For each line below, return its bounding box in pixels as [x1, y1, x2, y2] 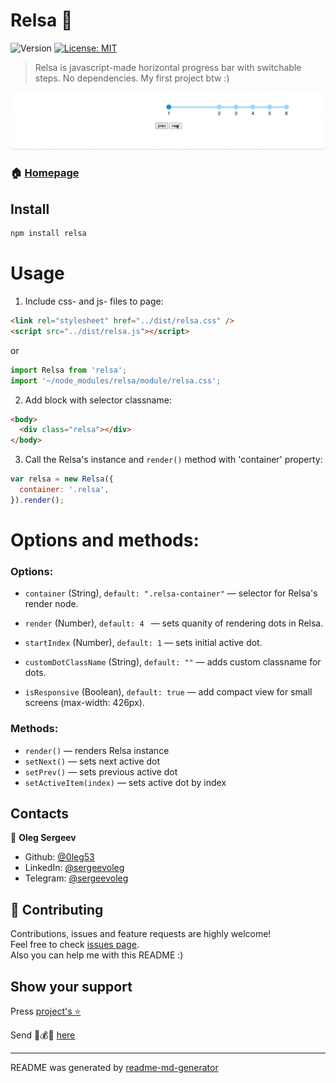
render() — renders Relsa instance [24, 744, 170, 756]
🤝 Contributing [10, 901, 104, 918]
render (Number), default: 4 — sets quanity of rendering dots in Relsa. [24, 617, 324, 629]
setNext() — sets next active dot [24, 755, 161, 767]
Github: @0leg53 [24, 851, 95, 863]
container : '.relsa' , [19, 485, 110, 495]
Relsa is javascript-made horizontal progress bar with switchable [34, 61, 302, 73]
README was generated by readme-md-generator [10, 1061, 219, 1073]
